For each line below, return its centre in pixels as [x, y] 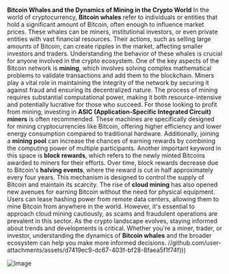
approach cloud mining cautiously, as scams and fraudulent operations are [112, 214]
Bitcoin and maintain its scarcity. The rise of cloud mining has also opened [112, 185]
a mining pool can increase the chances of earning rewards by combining [111, 141]
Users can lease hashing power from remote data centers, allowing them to [113, 199]
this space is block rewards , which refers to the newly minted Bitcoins [106, 155]
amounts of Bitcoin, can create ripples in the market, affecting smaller [105, 46]
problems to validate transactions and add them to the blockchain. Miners [111, 75]
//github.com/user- [194, 243]
